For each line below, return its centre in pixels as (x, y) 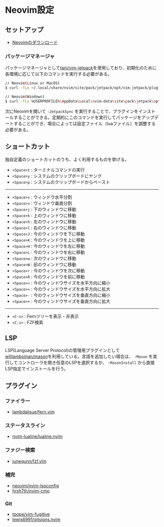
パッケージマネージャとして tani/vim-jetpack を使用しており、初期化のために (81, 68)
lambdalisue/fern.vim (33, 412)
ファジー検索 (20, 450)
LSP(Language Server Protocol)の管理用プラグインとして (62, 351)
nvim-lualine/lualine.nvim (37, 436)
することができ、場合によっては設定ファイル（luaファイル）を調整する (85, 124)
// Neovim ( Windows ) (25, 97)
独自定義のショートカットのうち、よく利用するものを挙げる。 (67, 159)
